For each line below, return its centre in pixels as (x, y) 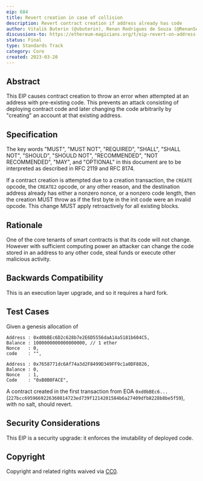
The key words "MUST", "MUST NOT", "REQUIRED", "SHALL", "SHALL (94, 149)
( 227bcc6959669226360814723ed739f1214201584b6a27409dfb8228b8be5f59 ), (96, 397)
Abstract (23, 82)
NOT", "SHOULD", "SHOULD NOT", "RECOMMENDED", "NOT (82, 156)
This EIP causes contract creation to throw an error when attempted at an (98, 96)
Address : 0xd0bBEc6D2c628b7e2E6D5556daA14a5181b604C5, (78, 337)
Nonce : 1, (23, 375)
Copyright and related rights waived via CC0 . (62, 471)
